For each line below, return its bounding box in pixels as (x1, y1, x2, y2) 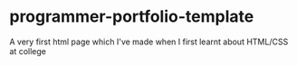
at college (9, 45, 47, 56)
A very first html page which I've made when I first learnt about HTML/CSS (9, 36, 289, 47)
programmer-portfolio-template (9, 6, 254, 27)
